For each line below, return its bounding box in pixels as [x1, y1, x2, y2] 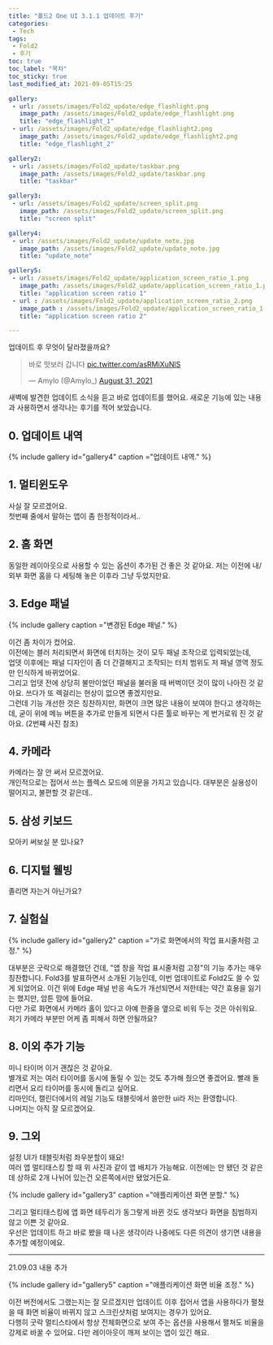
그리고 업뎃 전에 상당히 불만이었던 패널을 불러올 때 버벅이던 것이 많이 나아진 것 [8, 678, 256, 688]
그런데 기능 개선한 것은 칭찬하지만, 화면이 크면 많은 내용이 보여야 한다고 [8, 698, 234, 708]
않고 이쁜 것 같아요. [8, 1217, 69, 1227]
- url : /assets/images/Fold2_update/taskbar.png [11, 162, 180, 171]
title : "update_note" [19, 252, 93, 260]
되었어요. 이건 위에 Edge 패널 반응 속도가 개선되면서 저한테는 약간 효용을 [16, 983, 246, 992]
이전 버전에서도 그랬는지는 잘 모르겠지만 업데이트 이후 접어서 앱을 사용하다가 [8, 1297, 249, 1307]
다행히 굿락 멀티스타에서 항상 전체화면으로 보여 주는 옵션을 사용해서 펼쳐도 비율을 [8, 1317, 265, 1327]
